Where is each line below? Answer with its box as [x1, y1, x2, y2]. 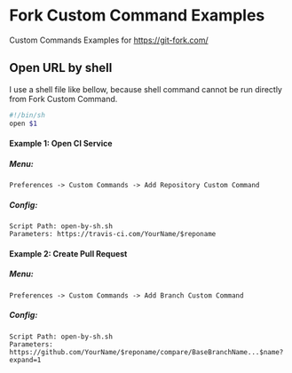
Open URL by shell [9, 60, 113, 75]
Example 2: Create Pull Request [9, 248, 128, 258]
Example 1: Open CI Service [9, 139, 113, 149]
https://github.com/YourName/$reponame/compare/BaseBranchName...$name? [9, 347, 284, 356]
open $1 [9, 119, 38, 128]
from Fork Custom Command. [9, 93, 118, 104]
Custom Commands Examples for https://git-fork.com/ [9, 35, 209, 45]
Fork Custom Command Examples [9, 5, 265, 26]
